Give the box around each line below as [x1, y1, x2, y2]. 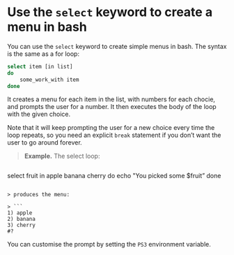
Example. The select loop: [24, 152, 100, 161]
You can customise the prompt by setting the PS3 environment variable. [7, 240, 211, 249]
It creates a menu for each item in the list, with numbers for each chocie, [7, 95, 216, 103]
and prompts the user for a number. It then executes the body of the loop [7, 103, 217, 111]
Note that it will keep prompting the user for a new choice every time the [7, 124, 215, 132]
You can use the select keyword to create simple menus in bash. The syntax [7, 42, 227, 50]
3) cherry [7, 221, 36, 229]
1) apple [7, 210, 33, 217]
